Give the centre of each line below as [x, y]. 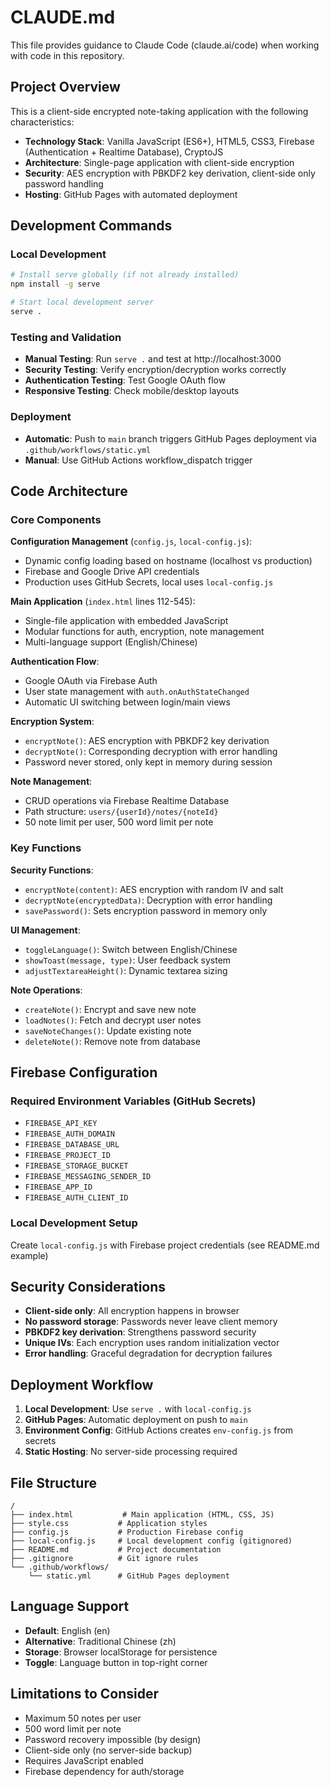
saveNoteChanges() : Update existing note [108, 1030]
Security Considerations [88, 1286]
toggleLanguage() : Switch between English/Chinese [131, 949]
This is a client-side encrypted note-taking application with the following [159, 111]
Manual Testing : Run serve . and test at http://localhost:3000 [153, 359]
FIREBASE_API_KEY [61, 1124]
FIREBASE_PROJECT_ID [67, 1156]
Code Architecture [69, 491]
